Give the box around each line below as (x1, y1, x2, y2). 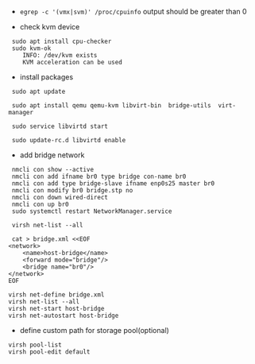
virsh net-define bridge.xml (8, 291, 105, 299)
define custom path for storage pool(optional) (19, 326, 169, 335)
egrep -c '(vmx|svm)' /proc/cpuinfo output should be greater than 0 (19, 7, 248, 16)
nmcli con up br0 (11, 200, 69, 208)
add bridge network (19, 150, 85, 160)
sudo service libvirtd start (11, 122, 109, 130)
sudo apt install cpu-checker (11, 37, 112, 45)
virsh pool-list (8, 341, 62, 349)
